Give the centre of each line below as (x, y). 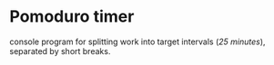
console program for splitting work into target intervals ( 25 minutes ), (137, 42)
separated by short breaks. (60, 51)
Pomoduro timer (72, 17)
